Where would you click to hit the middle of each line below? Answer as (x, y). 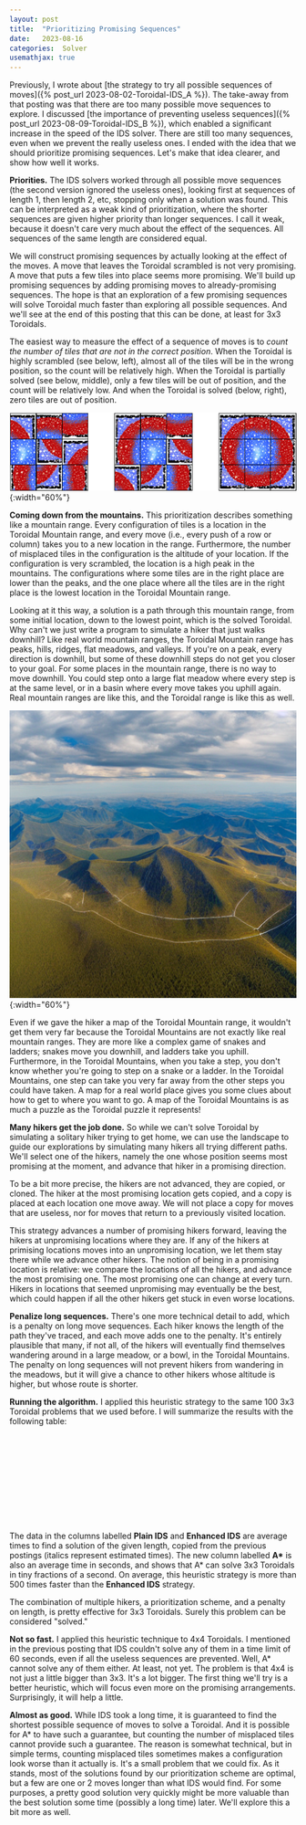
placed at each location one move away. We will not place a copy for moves (152, 1203)
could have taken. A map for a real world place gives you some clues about (150, 1090)
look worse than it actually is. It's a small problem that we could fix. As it (144, 1763)
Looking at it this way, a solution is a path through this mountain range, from (152, 611)
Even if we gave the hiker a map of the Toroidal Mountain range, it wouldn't (150, 1023)
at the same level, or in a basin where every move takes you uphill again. (145, 688)
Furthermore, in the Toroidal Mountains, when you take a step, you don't (145, 1061)
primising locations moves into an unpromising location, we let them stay (146, 1250)
